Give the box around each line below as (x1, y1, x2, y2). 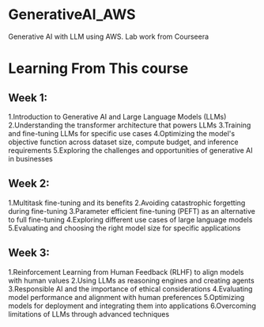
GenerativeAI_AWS (8, 6, 136, 24)
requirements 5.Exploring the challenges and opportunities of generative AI (8, 145, 253, 155)
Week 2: (8, 177, 50, 191)
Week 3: (8, 246, 50, 260)
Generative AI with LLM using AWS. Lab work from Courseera (8, 32, 209, 41)
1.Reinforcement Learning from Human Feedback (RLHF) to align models (8, 267, 244, 276)
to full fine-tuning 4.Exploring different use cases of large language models (8, 215, 253, 224)
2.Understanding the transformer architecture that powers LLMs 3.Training (8, 120, 251, 130)
